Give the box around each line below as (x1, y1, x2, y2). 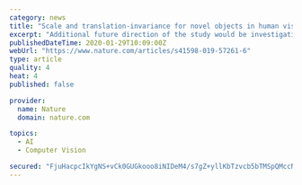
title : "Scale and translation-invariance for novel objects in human (9, 22, 280, 31)
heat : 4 (9, 72, 39, 81)
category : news (9, 13, 67, 22)
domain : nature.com (17, 113, 91, 122)
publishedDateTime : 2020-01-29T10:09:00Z (9, 38, 167, 48)
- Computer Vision (17, 145, 87, 155)
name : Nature (17, 104, 67, 113)
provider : (9, 96, 47, 105)
